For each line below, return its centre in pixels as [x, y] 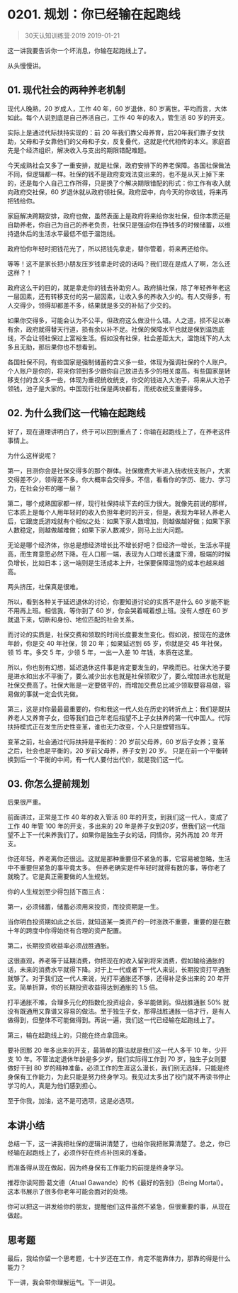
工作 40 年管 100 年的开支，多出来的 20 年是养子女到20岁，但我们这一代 [113, 826]
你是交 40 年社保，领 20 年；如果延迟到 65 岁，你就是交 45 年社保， [126, 643]
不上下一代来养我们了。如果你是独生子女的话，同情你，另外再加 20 [111, 835]
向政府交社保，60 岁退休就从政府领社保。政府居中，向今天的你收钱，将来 [114, 191]
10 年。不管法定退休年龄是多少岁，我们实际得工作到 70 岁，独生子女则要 [121, 1059]
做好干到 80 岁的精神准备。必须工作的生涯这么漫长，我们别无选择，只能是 [115, 1068]
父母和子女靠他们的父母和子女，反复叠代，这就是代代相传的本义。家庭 [122, 141]
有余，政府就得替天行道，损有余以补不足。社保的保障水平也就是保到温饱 [113, 329]
